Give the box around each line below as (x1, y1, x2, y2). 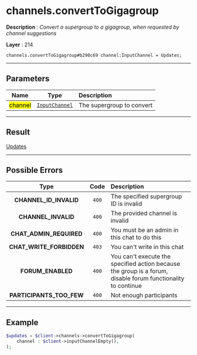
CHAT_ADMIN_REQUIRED (11, 230, 83, 238)
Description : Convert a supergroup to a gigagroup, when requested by (6, 23, 180, 30)
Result (6, 127, 30, 137)
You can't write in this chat (110, 243, 184, 251)
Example (6, 318, 39, 327)
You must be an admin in (110, 226, 179, 234)
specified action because (110, 260, 181, 268)
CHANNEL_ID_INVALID (14, 196, 79, 204)
